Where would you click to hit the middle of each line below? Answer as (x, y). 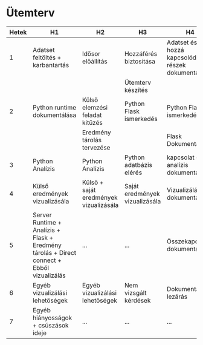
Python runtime (55, 107)
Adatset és (182, 42)
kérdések (138, 300)
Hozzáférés (141, 53)
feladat (92, 115)
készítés (136, 90)
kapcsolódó (184, 57)
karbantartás (51, 65)
